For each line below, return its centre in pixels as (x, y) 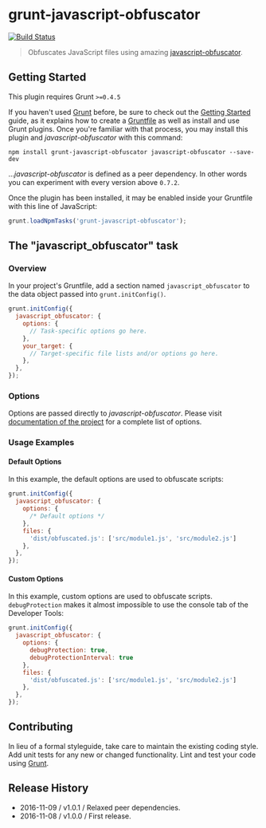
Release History (49, 789)
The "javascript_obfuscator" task (94, 246)
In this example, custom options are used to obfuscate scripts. (110, 597)
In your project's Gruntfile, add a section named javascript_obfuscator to (129, 286)
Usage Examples (41, 443)
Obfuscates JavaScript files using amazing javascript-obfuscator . (135, 52)
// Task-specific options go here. (88, 331)
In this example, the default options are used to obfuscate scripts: (116, 479)
